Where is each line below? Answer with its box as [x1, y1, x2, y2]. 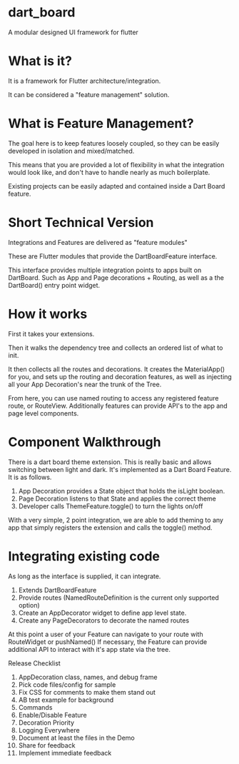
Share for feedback [18, 740, 76, 750]
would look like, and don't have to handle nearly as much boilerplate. [8, 168, 210, 176]
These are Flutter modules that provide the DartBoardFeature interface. [8, 251, 218, 261]
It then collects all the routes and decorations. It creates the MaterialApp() [8, 365, 225, 373]
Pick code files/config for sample [18, 680, 116, 689]
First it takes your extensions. [8, 329, 95, 338]
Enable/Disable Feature [18, 710, 88, 719]
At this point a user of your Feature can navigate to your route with [8, 630, 203, 638]
